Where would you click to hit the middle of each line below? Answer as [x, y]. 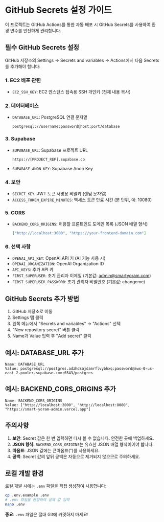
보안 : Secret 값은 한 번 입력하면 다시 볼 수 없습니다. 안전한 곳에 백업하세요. [83, 438]
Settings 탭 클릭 [28, 318]
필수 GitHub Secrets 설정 [42, 48]
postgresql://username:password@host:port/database [66, 127]
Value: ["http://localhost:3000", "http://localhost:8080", [68, 405]
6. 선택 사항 [18, 247]
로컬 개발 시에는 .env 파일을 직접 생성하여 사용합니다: [56, 486]
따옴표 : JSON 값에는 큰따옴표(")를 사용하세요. [56, 450]
